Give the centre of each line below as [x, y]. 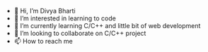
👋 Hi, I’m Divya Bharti [45, 11]
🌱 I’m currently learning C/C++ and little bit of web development [107, 26]
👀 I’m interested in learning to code [65, 18]
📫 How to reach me [43, 41]
